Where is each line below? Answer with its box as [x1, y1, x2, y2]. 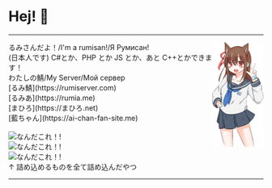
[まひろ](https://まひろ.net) [8, 102, 99, 112]
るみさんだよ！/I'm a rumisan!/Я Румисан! [8, 42, 150, 52]
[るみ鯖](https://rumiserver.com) [8, 82, 117, 92]
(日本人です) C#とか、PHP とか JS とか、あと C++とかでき [8, 52, 206, 62]
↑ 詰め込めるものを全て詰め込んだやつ [8, 161, 138, 172]
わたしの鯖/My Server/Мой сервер [8, 73, 125, 82]
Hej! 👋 [8, 7, 49, 26]
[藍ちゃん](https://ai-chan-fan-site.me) [8, 113, 138, 123]
